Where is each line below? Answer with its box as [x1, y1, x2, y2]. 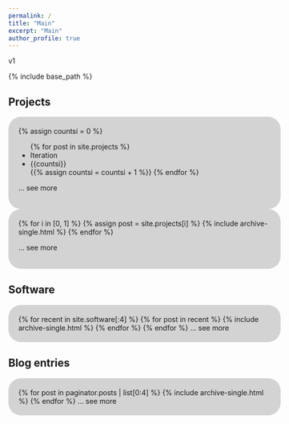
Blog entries [8, 357, 70, 370]
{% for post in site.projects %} [30, 142, 130, 152]
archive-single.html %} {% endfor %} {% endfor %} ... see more [18, 323, 230, 332]
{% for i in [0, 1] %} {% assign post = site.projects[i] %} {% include [18, 218, 239, 229]
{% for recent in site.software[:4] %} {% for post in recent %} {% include [18, 314, 259, 324]
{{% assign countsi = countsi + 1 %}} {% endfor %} [30, 168, 199, 177]
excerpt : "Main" [8, 26, 62, 35]
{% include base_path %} [8, 71, 93, 81]
